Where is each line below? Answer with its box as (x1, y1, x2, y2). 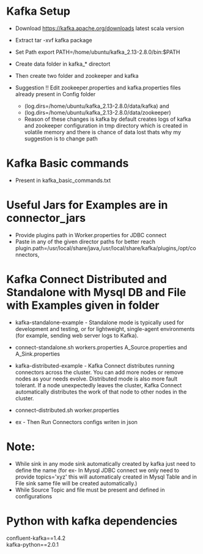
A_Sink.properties (15, 350, 60, 357)
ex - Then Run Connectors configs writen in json (15, 418, 138, 425)
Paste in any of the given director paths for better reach (15, 238, 156, 245)
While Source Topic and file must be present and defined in (15, 486, 165, 493)
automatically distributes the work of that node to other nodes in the (15, 388, 187, 395)
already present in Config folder (15, 90, 96, 97)
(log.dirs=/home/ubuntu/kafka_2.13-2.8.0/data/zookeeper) (24, 108, 171, 116)
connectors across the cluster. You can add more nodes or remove (15, 368, 183, 376)
